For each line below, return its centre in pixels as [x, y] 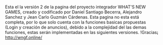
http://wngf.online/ [24, 37]
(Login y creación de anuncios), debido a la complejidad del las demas [76, 27]
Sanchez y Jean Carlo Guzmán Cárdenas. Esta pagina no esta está [72, 17]
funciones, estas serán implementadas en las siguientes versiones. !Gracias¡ [81, 32]
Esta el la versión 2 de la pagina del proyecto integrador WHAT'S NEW [75, 7]
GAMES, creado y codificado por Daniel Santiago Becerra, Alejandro [73, 12]
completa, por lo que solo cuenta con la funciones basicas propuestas [75, 22]
